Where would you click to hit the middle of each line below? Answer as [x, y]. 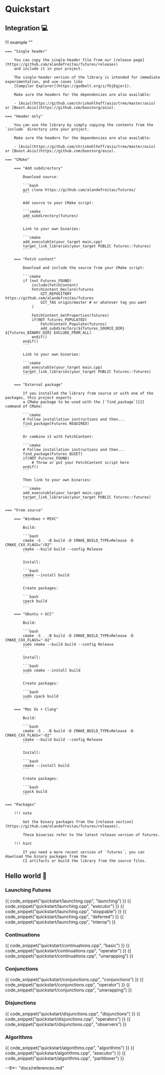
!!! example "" [19, 42]
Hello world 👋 [26, 876]
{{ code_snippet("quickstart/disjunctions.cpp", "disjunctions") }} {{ [73, 1014]
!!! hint [23, 843]
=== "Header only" [24, 116]
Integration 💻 [27, 28]
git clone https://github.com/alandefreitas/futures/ [79, 190]
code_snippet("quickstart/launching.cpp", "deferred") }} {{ [65, 917]
